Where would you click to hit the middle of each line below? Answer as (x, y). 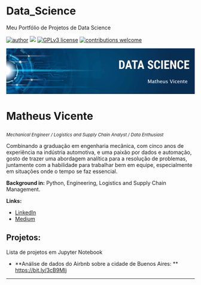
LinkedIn (25, 212)
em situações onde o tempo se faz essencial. (62, 171)
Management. (23, 189)
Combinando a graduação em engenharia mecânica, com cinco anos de (95, 145)
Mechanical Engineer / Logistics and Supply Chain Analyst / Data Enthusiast (85, 135)
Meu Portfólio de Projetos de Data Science (59, 28)
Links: (14, 201)
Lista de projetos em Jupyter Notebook (54, 252)
